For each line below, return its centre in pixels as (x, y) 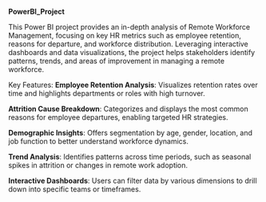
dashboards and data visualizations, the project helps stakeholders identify (132, 52)
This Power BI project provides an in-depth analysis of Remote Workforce (129, 27)
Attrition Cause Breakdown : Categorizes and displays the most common (129, 109)
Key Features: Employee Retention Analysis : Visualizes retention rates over (133, 85)
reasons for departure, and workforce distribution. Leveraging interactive (129, 44)
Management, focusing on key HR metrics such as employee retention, (125, 36)
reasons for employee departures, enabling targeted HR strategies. (119, 117)
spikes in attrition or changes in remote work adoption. (98, 165)
